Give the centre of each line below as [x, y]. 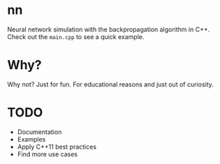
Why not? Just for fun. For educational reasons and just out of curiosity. [111, 84]
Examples [31, 139]
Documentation [39, 132]
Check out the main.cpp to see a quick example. [76, 36]
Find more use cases [47, 154]
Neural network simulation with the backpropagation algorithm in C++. [109, 29]
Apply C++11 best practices [57, 147]
